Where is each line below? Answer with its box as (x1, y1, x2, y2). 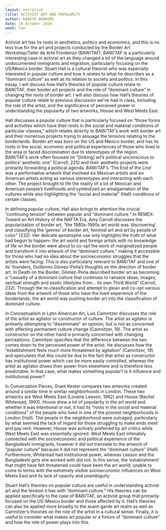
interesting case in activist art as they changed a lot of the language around (5, 55, 160, 61)
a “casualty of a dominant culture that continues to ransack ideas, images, (5, 275, 157, 281)
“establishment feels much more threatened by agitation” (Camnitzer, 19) (5, 348, 154, 353)
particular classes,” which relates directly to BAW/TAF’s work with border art (5, 128, 161, 134)
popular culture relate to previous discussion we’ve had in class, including (5, 97, 156, 103)
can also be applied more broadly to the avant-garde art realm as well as (5, 504, 154, 510)
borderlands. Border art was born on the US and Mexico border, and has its (5, 138, 159, 144)
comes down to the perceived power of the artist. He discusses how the (5, 342, 153, 348)
